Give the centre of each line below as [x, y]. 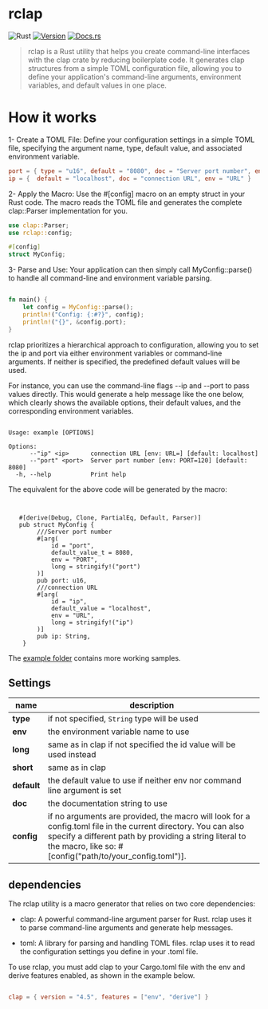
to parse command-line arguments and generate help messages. [126, 928]
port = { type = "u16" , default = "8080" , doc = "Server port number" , [130, 171]
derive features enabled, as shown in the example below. [102, 976]
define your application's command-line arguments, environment [134, 77]
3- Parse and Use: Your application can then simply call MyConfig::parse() [130, 270]
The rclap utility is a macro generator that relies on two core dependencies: [132, 904]
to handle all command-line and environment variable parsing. [110, 278]
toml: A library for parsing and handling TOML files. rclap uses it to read [137, 943]
